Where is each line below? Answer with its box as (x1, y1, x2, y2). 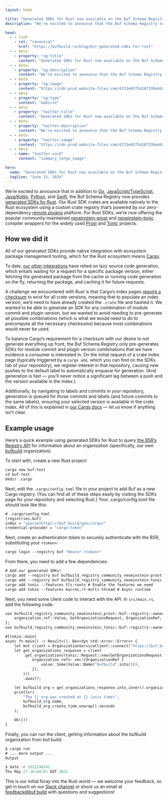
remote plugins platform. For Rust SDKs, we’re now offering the (32, 209, 162, 216)
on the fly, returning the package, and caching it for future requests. (5, 279, 145, 285)
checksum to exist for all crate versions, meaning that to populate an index (5, 294, 159, 300)
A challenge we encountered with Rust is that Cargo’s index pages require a (5, 289, 161, 295)
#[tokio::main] (5, 634, 37, 639)
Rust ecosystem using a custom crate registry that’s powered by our (5, 204, 146, 210)
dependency (5, 209, 31, 216)
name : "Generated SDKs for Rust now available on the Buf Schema (9, 170, 149, 175)
